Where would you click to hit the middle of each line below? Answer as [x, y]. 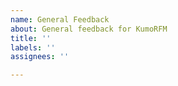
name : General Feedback [60, 19]
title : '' [31, 38]
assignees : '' [40, 57]
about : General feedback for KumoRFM [89, 29]
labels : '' [33, 47]
